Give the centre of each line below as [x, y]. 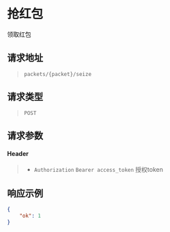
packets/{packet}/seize [58, 74]
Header [18, 153]
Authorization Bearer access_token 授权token [99, 170]
